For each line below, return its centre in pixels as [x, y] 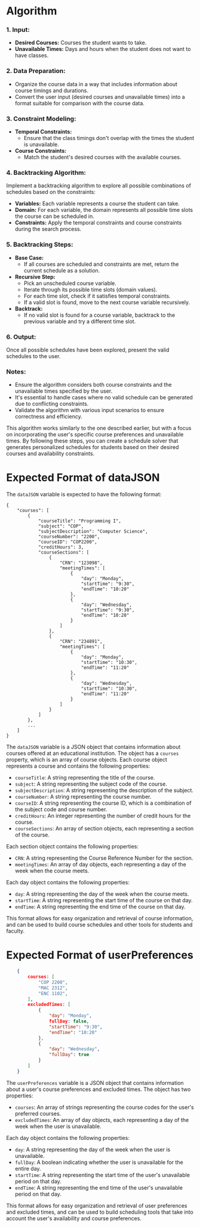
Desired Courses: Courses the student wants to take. [81, 43]
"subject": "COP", [61, 526]
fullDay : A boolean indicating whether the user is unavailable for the [99, 1162]
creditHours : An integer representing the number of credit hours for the [103, 816]
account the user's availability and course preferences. [74, 1218]
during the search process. [48, 229]
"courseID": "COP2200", [67, 542]
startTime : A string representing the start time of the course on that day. [104, 900]
